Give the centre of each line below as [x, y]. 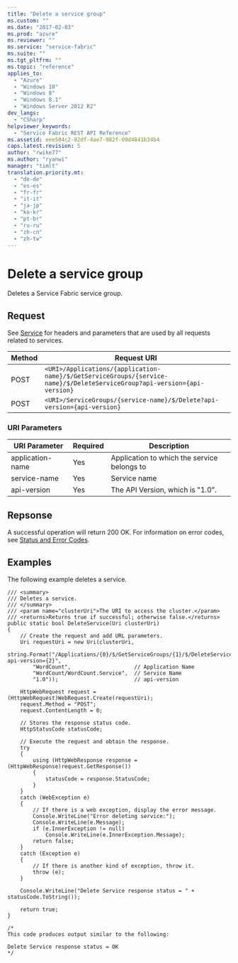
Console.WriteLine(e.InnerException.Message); [115, 835]
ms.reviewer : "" [31, 41]
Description [169, 446]
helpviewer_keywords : [39, 126]
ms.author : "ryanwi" [38, 160]
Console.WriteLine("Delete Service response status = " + [107, 891]
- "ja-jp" [28, 206]
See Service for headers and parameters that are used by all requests [109, 333]
